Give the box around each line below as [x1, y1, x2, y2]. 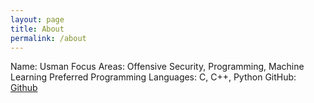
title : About [10, 24, 65, 34]
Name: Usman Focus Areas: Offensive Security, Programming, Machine [10, 61, 305, 73]
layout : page [10, 14, 65, 25]
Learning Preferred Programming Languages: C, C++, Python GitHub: [10, 71, 297, 83]
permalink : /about [10, 33, 87, 43]
